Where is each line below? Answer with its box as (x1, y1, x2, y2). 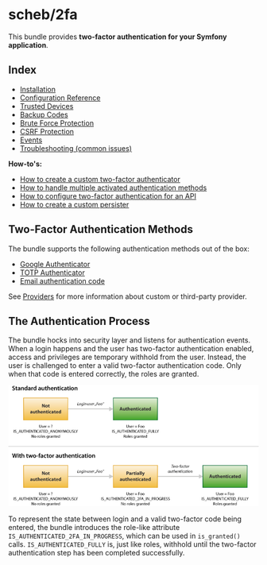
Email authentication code (19, 276, 106, 285)
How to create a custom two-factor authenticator (19, 174, 180, 184)
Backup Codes (19, 110, 69, 119)
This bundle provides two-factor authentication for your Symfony (8, 32, 228, 41)
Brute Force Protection (19, 118, 94, 128)
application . (8, 40, 49, 49)
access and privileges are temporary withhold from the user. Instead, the (8, 352, 246, 362)
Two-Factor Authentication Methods (8, 223, 193, 236)
